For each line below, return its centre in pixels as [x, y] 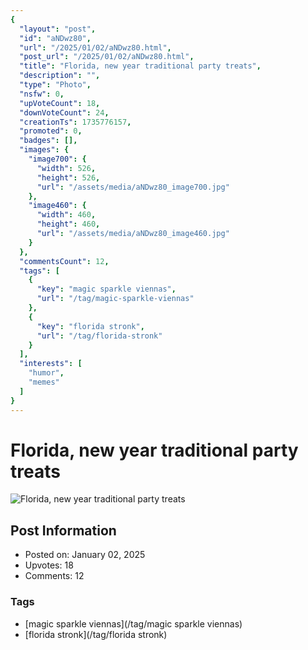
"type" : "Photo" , [55, 85]
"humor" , [46, 373]
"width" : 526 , [66, 168]
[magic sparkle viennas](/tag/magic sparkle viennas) [133, 623]
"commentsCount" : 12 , [64, 261]
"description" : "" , [60, 76]
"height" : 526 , [68, 177]
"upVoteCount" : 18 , [60, 103]
